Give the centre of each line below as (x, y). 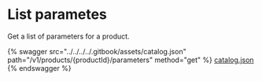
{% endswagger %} (39, 68)
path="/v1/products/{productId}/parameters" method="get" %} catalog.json (131, 60)
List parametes (57, 15)
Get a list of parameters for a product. (69, 36)
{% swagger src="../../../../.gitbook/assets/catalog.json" (97, 51)
